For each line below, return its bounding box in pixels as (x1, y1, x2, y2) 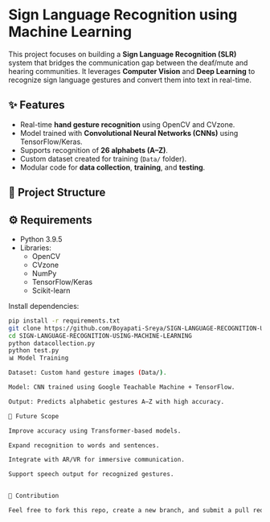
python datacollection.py (8, 339, 95, 347)
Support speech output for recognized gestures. (8, 471, 174, 479)
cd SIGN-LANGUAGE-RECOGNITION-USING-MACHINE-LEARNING (8, 331, 193, 339)
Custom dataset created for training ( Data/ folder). (19, 154, 187, 163)
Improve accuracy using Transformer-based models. (8, 426, 182, 435)
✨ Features (8, 98, 65, 112)
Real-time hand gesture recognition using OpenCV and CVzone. (19, 119, 235, 129)
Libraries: (19, 243, 52, 253)
